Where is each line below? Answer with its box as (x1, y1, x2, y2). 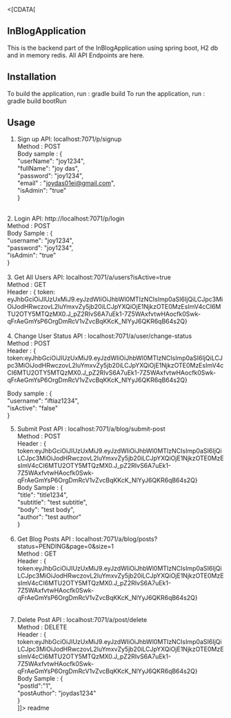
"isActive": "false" (7, 404, 59, 413)
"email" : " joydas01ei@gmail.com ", (17, 179, 116, 187)
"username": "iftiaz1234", (7, 397, 79, 405)
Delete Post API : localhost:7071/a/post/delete (17, 616, 148, 624)
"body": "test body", (17, 506, 75, 514)
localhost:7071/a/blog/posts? (75, 535, 158, 543)
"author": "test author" (17, 513, 81, 521)
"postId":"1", (17, 682, 52, 690)
